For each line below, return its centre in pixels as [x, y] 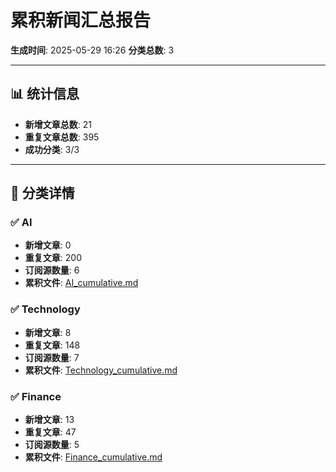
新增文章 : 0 [48, 245]
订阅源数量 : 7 [52, 357]
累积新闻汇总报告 [81, 20]
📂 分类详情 [42, 193]
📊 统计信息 [45, 94]
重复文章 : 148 [52, 345]
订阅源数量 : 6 [52, 270]
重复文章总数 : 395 [62, 137]
